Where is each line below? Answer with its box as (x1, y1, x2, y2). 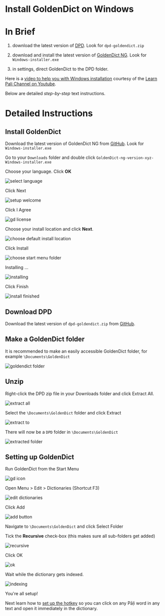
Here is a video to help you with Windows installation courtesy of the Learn (5, 76, 158, 82)
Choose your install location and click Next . (5, 226, 94, 232)
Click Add (5, 504, 25, 511)
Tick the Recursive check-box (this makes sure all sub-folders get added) (5, 533, 155, 539)
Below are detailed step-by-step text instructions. (5, 91, 106, 97)
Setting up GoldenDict (5, 453, 74, 461)
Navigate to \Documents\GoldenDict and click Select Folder (5, 523, 124, 529)
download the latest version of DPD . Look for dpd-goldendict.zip (12, 43, 144, 49)
